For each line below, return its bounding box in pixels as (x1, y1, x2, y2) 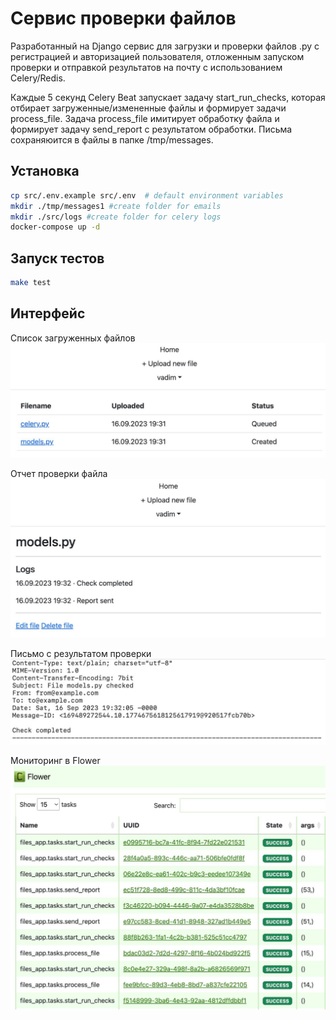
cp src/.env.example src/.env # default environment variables (10, 190, 284, 201)
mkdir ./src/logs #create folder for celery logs (10, 212, 222, 222)
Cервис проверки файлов (10, 7, 237, 30)
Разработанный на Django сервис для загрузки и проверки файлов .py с (10, 40, 320, 52)
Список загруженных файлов (10, 332, 136, 344)
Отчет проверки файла (10, 467, 108, 479)
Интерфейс (10, 305, 86, 322)
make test (10, 278, 52, 288)
